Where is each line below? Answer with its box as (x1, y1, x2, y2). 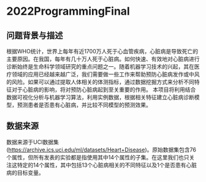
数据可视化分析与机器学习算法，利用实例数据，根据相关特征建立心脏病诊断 (6, 94, 194, 100)
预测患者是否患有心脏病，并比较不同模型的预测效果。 (17, 101, 151, 108)
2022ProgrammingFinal (6, 4, 130, 18)
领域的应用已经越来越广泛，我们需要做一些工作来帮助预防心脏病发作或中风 (11, 70, 200, 78)
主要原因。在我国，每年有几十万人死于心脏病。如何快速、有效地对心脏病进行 (6, 55, 200, 63)
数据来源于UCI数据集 (6, 138, 59, 145)
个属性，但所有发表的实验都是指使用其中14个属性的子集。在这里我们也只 (6, 153, 189, 161)
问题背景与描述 (6, 30, 63, 40)
